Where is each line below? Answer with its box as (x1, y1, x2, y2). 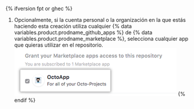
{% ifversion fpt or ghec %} (5, 5, 73, 12)
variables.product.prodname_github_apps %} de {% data (14, 29, 153, 36)
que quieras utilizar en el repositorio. (14, 41, 104, 48)
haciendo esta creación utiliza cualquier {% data (14, 23, 132, 29)
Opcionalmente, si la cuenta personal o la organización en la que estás (14, 16, 186, 23)
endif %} (14, 97, 36, 104)
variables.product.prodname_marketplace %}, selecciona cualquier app (14, 35, 189, 42)
